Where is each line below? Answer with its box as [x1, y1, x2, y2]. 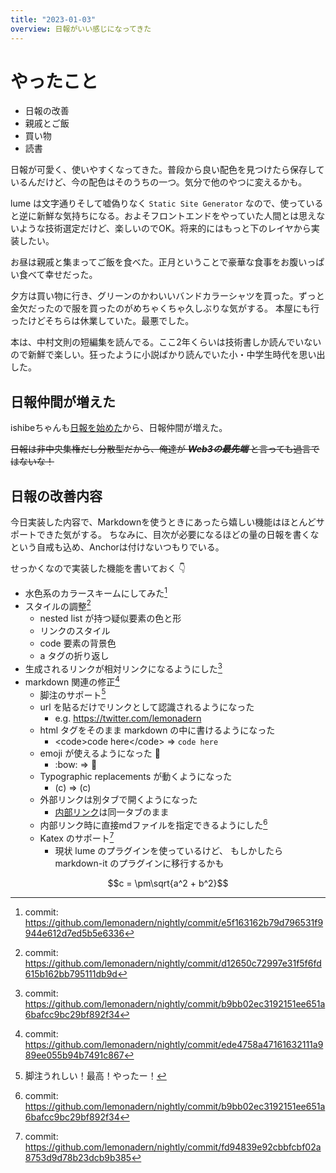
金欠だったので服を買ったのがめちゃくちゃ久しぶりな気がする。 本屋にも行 [10, 302, 320, 315]
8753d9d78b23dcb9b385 [24, 1151, 132, 1163]
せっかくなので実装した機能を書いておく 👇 [10, 562, 187, 575]
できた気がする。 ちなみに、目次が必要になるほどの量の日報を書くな [36, 529, 320, 541]
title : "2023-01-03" [10, 14, 97, 25]
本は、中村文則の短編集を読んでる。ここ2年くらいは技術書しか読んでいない [10, 336, 322, 348]
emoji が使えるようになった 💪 [39, 747, 161, 760]
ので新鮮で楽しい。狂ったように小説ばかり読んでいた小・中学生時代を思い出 [10, 349, 326, 361]
